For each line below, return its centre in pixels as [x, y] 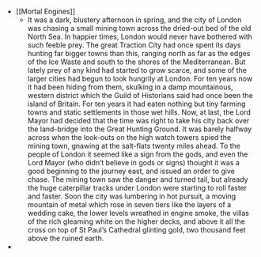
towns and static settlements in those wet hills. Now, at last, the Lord [139, 112]
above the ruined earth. [66, 238]
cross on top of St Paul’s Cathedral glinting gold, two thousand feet [137, 230]
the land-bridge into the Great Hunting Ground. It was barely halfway [140, 129]
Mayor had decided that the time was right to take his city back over [138, 121]
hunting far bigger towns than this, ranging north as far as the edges [139, 53]
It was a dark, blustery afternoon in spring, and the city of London [134, 20]
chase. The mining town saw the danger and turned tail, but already [138, 180]
